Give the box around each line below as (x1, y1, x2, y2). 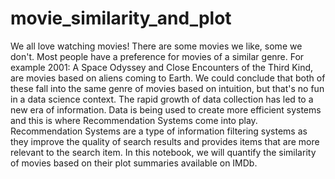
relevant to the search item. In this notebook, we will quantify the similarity (10, 146, 317, 158)
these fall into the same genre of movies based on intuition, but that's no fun (10, 82, 325, 94)
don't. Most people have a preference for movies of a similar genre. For (10, 50, 305, 62)
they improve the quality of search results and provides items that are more (10, 135, 320, 147)
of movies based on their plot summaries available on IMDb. (10, 157, 258, 169)
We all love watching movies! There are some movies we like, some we (10, 40, 303, 52)
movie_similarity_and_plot (10, 7, 232, 30)
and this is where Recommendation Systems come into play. (10, 114, 258, 126)
